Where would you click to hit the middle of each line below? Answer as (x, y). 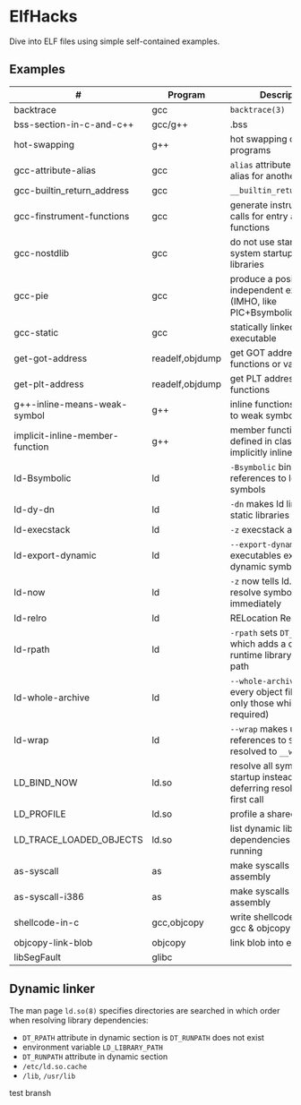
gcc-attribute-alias (55, 170)
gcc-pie (31, 296)
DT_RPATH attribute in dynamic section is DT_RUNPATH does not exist (143, 1037)
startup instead (262, 776)
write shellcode (262, 917)
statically (249, 327)
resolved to (254, 751)
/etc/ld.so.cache (55, 1066)
